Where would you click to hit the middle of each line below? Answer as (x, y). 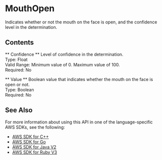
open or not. (18, 84)
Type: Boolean (20, 90)
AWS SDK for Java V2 (34, 147)
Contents (20, 43)
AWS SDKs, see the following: (35, 127)
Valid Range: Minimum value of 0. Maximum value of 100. (62, 64)
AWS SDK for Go (29, 141)
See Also (19, 110)
